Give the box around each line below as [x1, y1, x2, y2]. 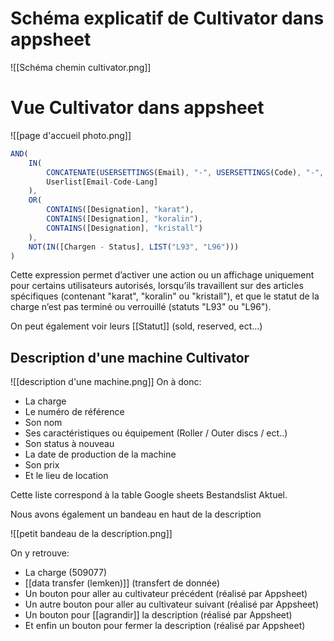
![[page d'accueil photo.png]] [10, 129, 132, 141]
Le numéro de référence [24, 406, 125, 418]
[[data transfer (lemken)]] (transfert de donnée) [24, 577, 221, 589]
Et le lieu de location [24, 470, 109, 482]
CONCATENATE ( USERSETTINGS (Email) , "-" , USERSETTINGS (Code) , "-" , [46, 167, 325, 177]
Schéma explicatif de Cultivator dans [10, 7, 325, 30]
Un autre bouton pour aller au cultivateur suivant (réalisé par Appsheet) [24, 598, 320, 611]
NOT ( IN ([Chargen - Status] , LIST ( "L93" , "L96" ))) [28, 242, 240, 252]
